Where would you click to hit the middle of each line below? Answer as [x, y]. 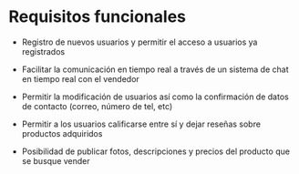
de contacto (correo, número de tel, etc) [97, 106]
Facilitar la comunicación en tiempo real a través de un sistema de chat [155, 69]
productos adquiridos [62, 133]
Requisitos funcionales [98, 17]
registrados [43, 51]
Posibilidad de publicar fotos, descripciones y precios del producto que [156, 151]
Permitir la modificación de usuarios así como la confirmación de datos [155, 97]
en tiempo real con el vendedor [81, 78]
